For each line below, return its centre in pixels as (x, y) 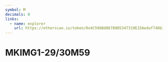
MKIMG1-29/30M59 (48, 53)
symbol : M (15, 10)
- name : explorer (28, 24)
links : (12, 19)
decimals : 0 (17, 14)
